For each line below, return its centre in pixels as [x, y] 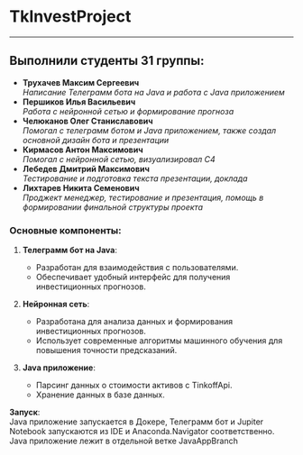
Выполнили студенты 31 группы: [107, 61]
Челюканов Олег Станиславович [87, 121]
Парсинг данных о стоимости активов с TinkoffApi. [134, 386]
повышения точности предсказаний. [106, 350]
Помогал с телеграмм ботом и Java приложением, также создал [149, 130]
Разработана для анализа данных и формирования [134, 322]
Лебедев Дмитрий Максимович [86, 168]
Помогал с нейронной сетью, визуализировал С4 [119, 159]
